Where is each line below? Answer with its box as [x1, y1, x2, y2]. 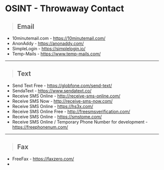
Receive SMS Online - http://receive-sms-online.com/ [12, 93, 121, 99]
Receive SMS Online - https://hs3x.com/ [12, 103, 94, 109]
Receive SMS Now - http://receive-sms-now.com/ [12, 98, 113, 104]
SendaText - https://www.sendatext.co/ [12, 87, 92, 93]
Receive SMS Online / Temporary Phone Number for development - [12, 119, 148, 125]
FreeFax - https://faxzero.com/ [12, 156, 74, 162]
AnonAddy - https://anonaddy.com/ [12, 41, 84, 46]
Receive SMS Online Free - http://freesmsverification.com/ [12, 108, 130, 114]
